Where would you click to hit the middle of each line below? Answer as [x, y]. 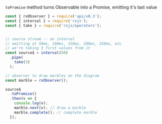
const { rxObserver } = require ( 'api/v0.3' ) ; [53, 16]
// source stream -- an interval [40, 39]
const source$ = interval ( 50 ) [37, 53]
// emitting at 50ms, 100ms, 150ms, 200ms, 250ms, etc [63, 44]
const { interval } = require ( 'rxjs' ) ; [47, 21]
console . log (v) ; [31, 103]
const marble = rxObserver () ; [37, 80]
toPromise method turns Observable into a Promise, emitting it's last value [81, 7]
